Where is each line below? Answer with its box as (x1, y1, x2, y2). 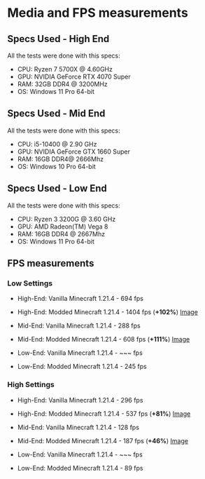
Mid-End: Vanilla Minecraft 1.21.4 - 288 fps (17, 321, 141, 330)
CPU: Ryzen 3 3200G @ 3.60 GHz (17, 215, 116, 223)
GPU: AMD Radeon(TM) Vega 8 (17, 222, 108, 231)
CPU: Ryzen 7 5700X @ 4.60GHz (17, 65, 113, 73)
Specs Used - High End (7, 33, 110, 45)
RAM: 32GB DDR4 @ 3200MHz (17, 80, 108, 88)
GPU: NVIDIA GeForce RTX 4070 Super (17, 72, 131, 81)
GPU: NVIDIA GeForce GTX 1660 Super (17, 147, 131, 156)
